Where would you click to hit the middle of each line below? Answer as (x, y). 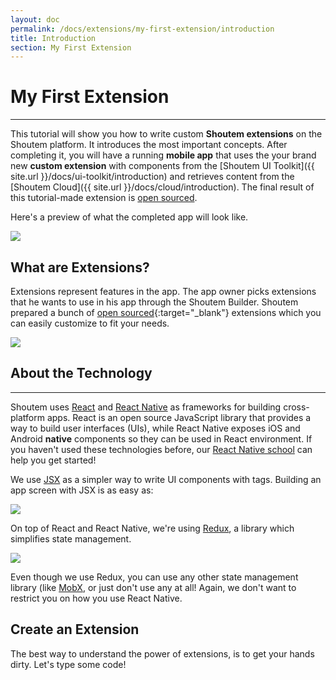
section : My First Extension (71, 47)
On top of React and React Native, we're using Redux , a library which (152, 528)
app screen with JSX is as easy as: (82, 490)
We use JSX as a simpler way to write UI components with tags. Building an (166, 479)
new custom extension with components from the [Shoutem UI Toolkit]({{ (162, 166)
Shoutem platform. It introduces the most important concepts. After (149, 145)
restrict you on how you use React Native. (96, 598)
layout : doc (35, 19)
